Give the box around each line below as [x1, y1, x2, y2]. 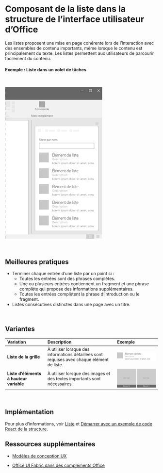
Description [47, 339, 72, 345]
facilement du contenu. [5, 55, 51, 61]
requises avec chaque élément [47, 357, 109, 362]
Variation [7, 339, 26, 345]
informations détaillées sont [47, 351, 103, 357]
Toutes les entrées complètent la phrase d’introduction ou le [19, 291, 140, 297]
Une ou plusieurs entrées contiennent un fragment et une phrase [19, 280, 149, 287]
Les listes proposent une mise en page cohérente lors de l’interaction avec [5, 40, 154, 46]
